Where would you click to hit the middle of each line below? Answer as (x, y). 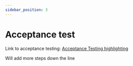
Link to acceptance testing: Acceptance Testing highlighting (67, 48)
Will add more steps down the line (40, 58)
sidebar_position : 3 (27, 10)
